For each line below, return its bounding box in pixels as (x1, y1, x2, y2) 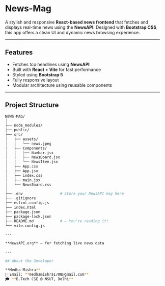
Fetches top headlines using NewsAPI (12, 61, 90, 67)
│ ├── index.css (5, 173, 43, 178)
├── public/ (5, 128, 29, 133)
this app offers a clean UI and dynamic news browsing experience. (5, 29, 140, 35)
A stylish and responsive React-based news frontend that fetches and (5, 19, 148, 25)
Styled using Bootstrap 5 (12, 71, 63, 77)
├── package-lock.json (5, 214, 52, 219)
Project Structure (5, 101, 59, 109)
